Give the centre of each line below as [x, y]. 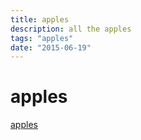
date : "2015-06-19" [51, 47]
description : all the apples [71, 29]
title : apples [40, 19]
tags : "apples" [42, 38]
